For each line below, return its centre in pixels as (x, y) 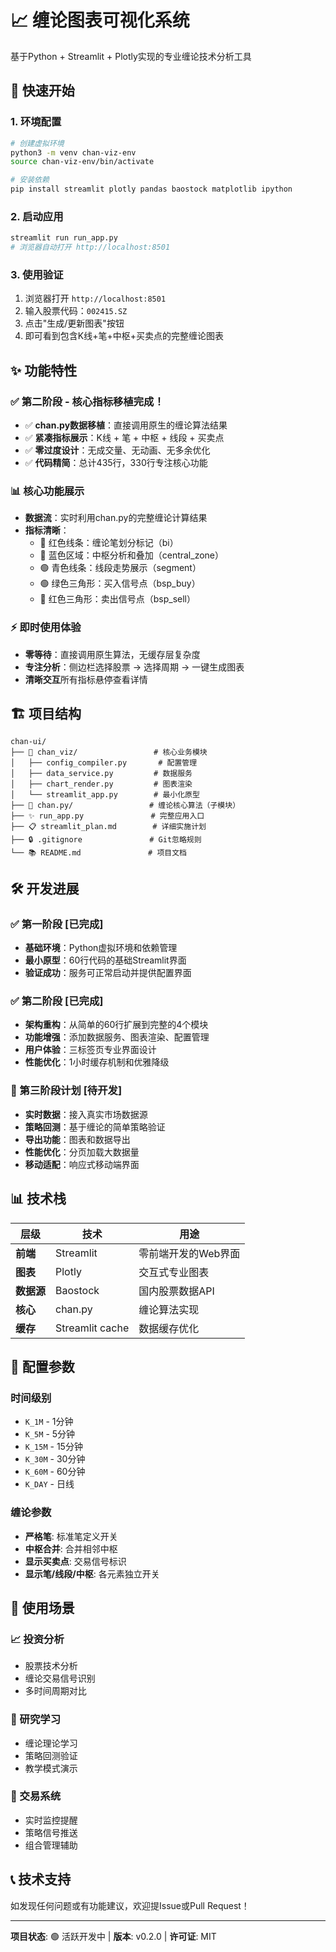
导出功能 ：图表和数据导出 (77, 1139)
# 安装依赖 (30, 180)
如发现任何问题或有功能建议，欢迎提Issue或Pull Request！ (130, 1905)
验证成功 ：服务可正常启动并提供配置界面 (108, 973)
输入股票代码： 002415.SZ (76, 311)
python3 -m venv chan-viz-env (73, 152)
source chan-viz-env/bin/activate (82, 162)
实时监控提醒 (51, 1820)
